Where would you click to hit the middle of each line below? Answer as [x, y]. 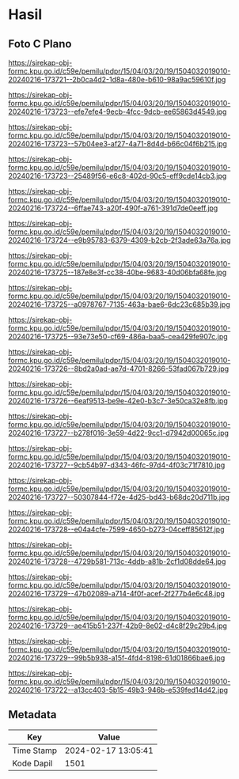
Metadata [32, 715]
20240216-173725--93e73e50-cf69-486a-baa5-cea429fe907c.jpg [118, 337]
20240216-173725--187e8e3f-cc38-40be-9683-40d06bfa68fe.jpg [118, 272]
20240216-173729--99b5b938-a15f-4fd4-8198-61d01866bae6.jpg [117, 658]
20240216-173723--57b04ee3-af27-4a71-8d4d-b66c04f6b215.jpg [118, 144]
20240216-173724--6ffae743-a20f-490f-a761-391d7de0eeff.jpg [113, 208]
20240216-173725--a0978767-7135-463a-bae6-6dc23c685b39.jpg [119, 304]
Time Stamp [35, 751]
